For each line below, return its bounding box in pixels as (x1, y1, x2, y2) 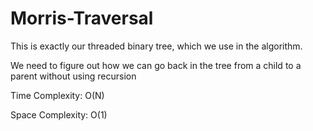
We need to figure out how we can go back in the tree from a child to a (10, 59, 302, 71)
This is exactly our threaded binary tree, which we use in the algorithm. (10, 40, 303, 52)
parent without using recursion (10, 70, 137, 82)
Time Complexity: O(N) (10, 89, 105, 101)
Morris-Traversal (10, 7, 154, 30)
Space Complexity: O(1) (10, 108, 108, 121)
